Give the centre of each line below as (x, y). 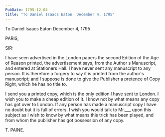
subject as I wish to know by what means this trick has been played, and (79, 115)
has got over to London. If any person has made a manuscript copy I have (81, 104)
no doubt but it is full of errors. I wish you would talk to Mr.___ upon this (78, 110)
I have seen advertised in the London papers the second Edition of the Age (82, 57)
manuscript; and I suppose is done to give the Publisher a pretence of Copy (83, 79)
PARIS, (12, 38)
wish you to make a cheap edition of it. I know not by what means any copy (82, 99)
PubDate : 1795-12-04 (27, 10)
